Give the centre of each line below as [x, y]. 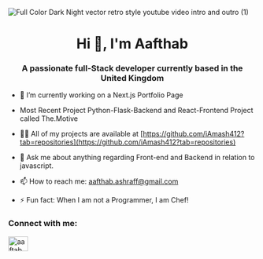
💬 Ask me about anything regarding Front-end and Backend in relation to [137, 158]
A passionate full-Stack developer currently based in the [132, 68]
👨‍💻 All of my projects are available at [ [81, 134]
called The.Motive [49, 119]
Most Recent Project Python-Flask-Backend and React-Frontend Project [136, 111]
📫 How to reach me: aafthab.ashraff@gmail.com [99, 181]
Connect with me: [43, 224]
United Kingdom [132, 78]
